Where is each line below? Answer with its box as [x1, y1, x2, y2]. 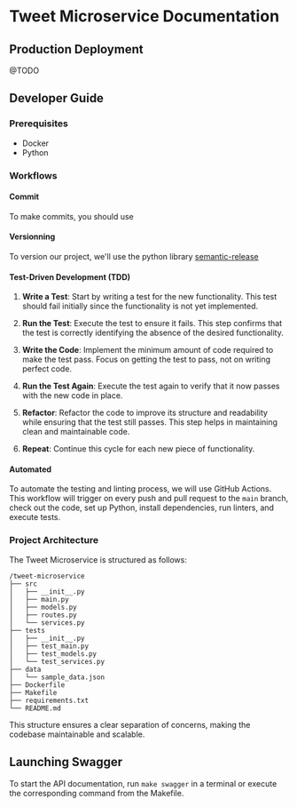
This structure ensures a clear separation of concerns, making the [9, 719, 251, 730]
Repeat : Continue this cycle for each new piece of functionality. [21, 443, 255, 454]
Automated [9, 464, 51, 475]
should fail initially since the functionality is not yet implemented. [21, 300, 259, 312]
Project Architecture [9, 534, 99, 547]
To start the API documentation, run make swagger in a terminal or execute [9, 778, 277, 788]
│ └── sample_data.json [9, 673, 105, 682]
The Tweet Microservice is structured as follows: [9, 554, 188, 565]
